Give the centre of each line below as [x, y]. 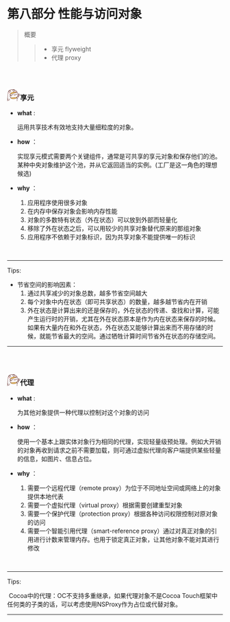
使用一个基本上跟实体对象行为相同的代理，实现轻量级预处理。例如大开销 [119, 441]
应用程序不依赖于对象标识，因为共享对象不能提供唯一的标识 [111, 237]
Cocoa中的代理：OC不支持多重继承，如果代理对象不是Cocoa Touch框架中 [113, 595]
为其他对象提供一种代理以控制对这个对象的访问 [83, 412]
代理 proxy [66, 57]
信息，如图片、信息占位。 [59, 459]
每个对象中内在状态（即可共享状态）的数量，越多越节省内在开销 [117, 302]
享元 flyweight [71, 49]
